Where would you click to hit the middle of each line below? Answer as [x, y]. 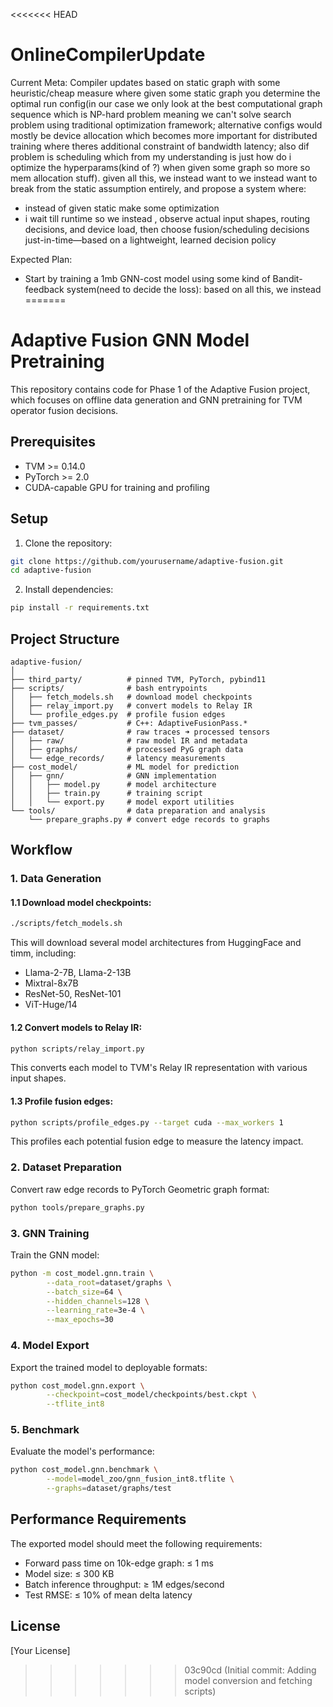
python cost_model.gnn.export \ [77, 1385]
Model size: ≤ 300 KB [69, 1573]
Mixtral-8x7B [51, 983]
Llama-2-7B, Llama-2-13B [78, 973]
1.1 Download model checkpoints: [81, 902]
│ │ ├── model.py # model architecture [113, 784]
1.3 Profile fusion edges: [62, 1101]
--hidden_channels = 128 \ [98, 1301]
